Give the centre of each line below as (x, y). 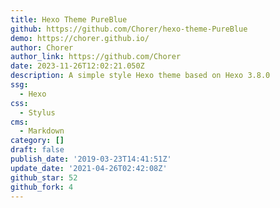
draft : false (37, 150)
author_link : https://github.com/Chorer (96, 57)
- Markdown (42, 131)
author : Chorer (42, 47)
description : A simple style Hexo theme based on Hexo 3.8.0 (140, 76)
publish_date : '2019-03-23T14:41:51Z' (91, 159)
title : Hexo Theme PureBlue (69, 19)
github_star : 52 (44, 177)
